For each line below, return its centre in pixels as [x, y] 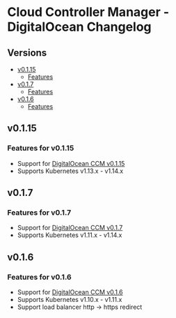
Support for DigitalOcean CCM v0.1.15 [71, 163]
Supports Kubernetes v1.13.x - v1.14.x [70, 171]
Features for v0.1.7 [39, 212]
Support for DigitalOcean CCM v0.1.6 [70, 292]
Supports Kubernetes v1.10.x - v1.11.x [70, 300]
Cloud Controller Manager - [88, 12]
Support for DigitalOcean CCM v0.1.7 [70, 228]
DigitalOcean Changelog [79, 27]
